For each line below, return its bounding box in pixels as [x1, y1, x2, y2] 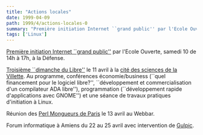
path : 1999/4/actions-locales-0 [6, 20, 88, 26]
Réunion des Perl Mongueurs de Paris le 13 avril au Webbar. [6, 110, 155, 117]
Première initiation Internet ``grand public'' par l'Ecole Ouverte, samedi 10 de [6, 48, 196, 55]
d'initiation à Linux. [6, 98, 53, 106]
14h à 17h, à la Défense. [6, 54, 65, 62]
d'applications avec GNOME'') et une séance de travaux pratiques [6, 92, 171, 99]
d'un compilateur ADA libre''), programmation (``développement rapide [6, 85, 182, 93]
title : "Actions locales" [6, 8, 71, 15]
